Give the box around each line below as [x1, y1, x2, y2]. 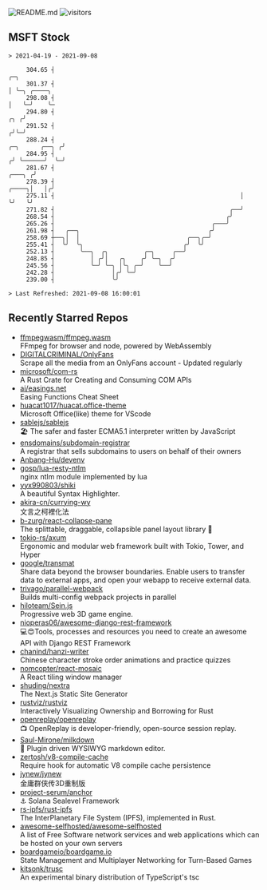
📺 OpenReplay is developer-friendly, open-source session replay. [19, 723, 237, 733]
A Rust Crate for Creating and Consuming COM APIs [19, 375, 192, 384]
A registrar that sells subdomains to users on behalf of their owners [19, 446, 241, 455]
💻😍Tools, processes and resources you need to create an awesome [19, 626, 247, 636]
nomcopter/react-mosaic [19, 663, 102, 673]
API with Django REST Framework [19, 638, 132, 647]
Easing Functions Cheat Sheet [19, 391, 120, 401]
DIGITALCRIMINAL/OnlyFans [19, 349, 114, 359]
